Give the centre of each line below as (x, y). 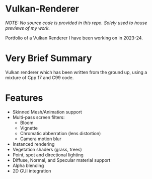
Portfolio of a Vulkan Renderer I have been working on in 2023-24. (74, 38)
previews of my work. (28, 28)
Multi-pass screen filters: (39, 117)
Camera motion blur (41, 139)
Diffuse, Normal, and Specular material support (61, 160)
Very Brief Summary (49, 58)
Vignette (29, 128)
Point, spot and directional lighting (48, 155)
